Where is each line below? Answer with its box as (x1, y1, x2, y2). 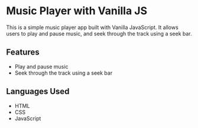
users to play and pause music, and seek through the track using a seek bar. (6, 30, 192, 37)
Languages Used (6, 87, 70, 97)
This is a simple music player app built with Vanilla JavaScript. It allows (6, 24, 178, 31)
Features (6, 47, 40, 57)
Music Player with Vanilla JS (6, 4, 148, 18)
